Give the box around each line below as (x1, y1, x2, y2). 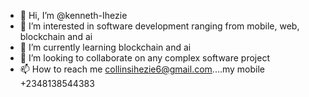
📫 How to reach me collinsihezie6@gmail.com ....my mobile (19, 63, 266, 75)
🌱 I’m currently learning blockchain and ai (19, 41, 192, 53)
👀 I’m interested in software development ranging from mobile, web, (19, 20, 300, 32)
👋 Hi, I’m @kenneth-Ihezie (19, 10, 128, 21)
